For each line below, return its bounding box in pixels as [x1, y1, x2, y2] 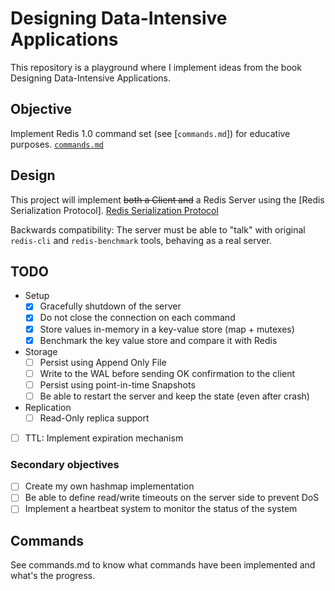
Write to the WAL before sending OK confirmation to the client [39, 367, 296, 379]
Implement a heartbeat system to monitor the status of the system [24, 503, 298, 515]
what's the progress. [10, 570, 96, 582]
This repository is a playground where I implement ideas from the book [10, 61, 302, 73]
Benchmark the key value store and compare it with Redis [39, 334, 278, 346]
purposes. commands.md [10, 138, 104, 150]
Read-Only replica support [39, 412, 150, 424]
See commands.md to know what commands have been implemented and [10, 559, 316, 571]
